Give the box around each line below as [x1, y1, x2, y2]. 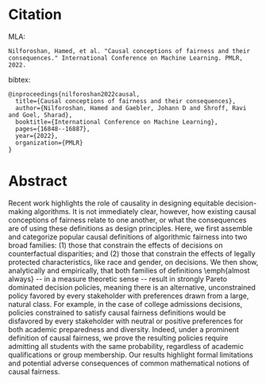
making [8, 206, 33, 216]
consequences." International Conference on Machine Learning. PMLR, [8, 54, 244, 62]
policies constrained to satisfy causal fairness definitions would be [8, 308, 226, 317]
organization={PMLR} [15, 139, 83, 147]
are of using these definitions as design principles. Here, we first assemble [8, 224, 253, 233]
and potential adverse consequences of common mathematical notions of [8, 358, 250, 368]
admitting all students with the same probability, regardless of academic [8, 341, 244, 350]
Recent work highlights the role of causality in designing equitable [8, 198, 225, 208]
